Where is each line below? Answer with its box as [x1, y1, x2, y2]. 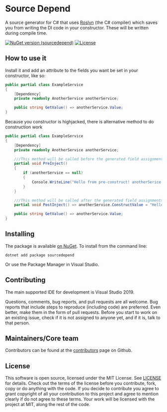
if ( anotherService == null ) [23, 170, 83, 176]
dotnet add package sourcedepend [5, 252, 75, 258]
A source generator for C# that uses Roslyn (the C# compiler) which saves [5, 19, 158, 25]
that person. [5, 319, 30, 326]
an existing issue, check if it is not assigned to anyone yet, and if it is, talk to [5, 314, 161, 320]
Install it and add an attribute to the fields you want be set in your [5, 67, 138, 73]
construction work [5, 124, 43, 130]
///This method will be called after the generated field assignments [14, 198, 164, 203]
